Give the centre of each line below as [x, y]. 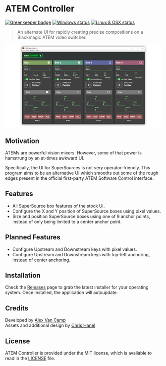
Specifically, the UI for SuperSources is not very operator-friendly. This [78, 167]
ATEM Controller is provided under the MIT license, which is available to [79, 353]
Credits [17, 308]
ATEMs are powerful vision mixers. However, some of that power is [74, 152]
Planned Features [33, 237]
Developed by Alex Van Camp [35, 320]
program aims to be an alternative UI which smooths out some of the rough [82, 173]
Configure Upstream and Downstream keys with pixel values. [75, 249]
